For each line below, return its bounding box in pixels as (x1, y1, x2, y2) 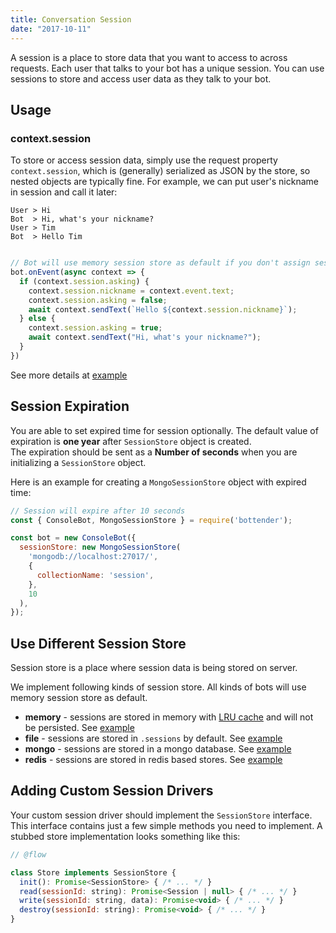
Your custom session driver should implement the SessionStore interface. (10, 809, 313, 821)
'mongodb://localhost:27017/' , (28, 552, 159, 562)
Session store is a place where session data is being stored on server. (10, 662, 298, 674)
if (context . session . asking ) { (19, 276, 150, 286)
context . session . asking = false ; (28, 295, 168, 305)
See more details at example (10, 369, 128, 381)
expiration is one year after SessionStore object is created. (10, 435, 252, 447)
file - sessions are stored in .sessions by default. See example (24, 732, 283, 745)
